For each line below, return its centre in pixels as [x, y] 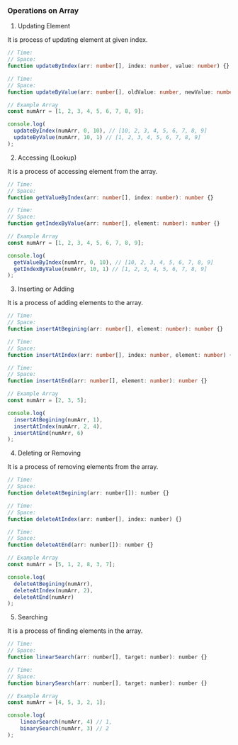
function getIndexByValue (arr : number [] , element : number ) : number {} [114, 223]
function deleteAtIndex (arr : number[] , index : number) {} [95, 519]
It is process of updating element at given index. [78, 40]
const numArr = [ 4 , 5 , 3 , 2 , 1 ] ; [57, 702]
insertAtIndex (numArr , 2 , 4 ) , [58, 426]
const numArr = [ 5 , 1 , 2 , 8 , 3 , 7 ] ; [61, 565]
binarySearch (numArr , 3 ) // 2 [65, 729]
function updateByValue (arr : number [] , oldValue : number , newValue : [110, 92]
